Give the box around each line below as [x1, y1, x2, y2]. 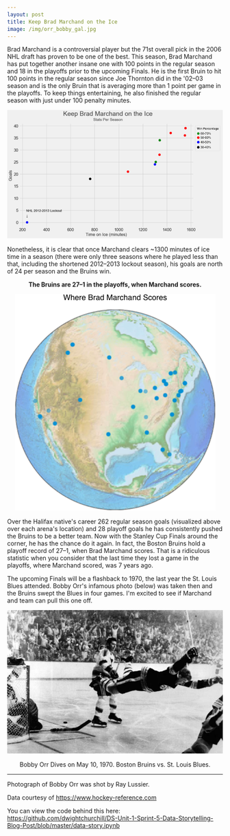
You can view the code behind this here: [7, 806, 121, 815]
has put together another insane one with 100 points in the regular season [7, 60, 216, 68]
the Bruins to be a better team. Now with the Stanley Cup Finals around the [7, 532, 218, 541]
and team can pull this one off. [7, 596, 93, 605]
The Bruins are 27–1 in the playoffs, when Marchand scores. [28, 280, 202, 289]
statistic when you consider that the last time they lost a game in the [7, 554, 200, 563]
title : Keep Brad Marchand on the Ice [7, 18, 118, 25]
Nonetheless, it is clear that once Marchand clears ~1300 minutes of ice [7, 245, 210, 253]
